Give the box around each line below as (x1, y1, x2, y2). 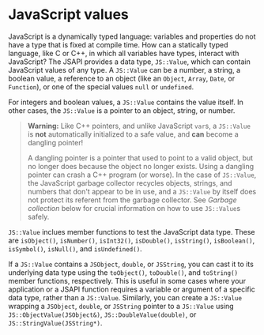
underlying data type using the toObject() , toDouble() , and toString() (8, 267, 239, 277)
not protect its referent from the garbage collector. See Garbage (27, 195, 237, 205)
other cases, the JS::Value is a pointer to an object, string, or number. (8, 105, 236, 115)
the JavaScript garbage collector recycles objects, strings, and (27, 178, 232, 187)
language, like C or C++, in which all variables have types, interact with (8, 48, 239, 58)
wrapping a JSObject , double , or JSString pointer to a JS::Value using (8, 301, 235, 311)
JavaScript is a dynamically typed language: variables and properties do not (8, 32, 256, 41)
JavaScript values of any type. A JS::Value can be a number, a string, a (8, 65, 241, 74)
